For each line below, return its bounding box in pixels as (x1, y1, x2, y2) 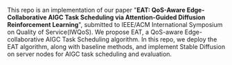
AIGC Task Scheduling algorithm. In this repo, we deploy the (45, 35, 217, 44)
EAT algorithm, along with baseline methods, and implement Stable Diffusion (7, 43, 226, 50)
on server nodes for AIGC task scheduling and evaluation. (7, 50, 172, 58)
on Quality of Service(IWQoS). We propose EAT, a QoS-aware (7, 28, 184, 36)
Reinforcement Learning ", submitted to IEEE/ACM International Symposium (7, 21, 223, 28)
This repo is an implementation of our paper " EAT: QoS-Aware (7, 6, 186, 14)
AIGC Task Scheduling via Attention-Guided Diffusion (48, 13, 206, 21)
